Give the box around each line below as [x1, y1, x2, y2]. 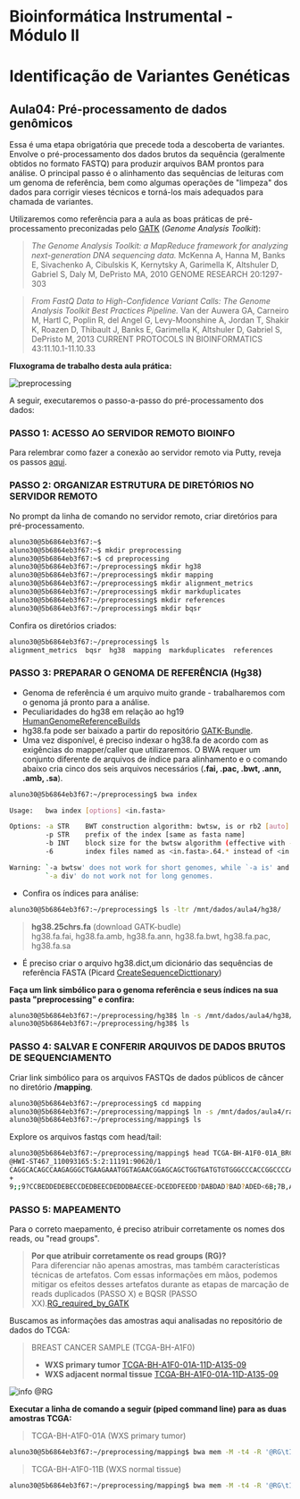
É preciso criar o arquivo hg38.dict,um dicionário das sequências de [21, 957, 274, 968]
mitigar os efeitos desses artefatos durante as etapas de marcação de [30, 1278, 289, 1289]
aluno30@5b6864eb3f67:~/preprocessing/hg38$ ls [9, 1019, 190, 1029]
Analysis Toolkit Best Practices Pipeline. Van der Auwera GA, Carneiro [30, 306, 289, 316]
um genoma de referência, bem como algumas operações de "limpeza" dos [9, 177, 288, 189]
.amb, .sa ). [21, 772, 63, 783]
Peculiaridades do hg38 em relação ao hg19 [21, 706, 185, 717]
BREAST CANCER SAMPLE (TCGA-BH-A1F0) [30, 1342, 196, 1352]
